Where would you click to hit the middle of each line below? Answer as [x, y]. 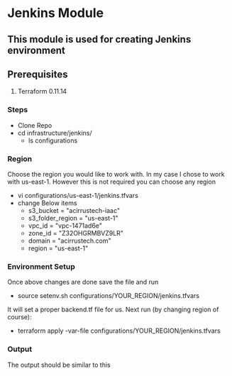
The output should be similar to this [59, 365]
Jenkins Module [56, 13]
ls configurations [53, 140]
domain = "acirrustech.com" [70, 240]
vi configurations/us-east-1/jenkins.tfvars [78, 195]
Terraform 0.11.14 [42, 92]
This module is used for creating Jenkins [99, 39]
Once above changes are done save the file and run [83, 282]
